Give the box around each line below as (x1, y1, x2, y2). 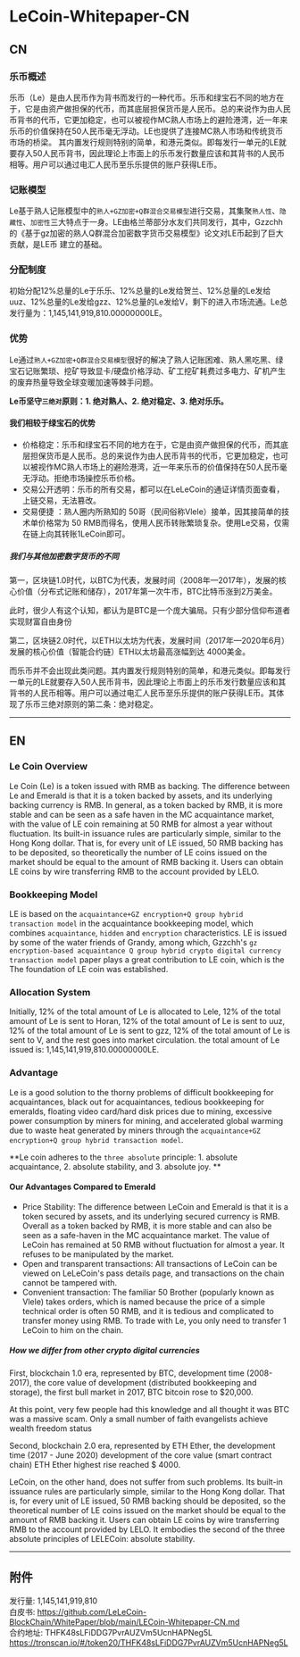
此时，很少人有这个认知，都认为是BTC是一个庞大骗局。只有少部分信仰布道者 (9, 604, 291, 615)
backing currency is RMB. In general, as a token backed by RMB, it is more (9, 799, 283, 810)
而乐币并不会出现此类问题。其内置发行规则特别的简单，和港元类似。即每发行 (9, 665, 291, 676)
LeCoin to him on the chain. (21, 1324, 124, 1336)
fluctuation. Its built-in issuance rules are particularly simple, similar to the (9, 828, 281, 838)
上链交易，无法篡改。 (21, 495, 101, 505)
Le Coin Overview (9, 761, 87, 773)
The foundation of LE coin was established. (9, 963, 169, 974)
